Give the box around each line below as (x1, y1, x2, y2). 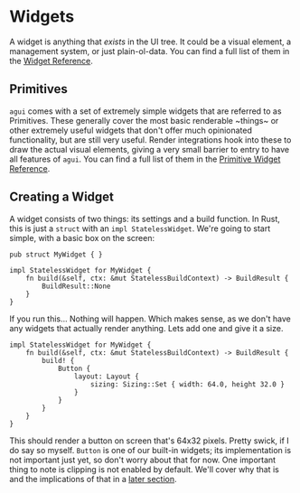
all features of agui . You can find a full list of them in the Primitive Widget (9, 153, 281, 164)
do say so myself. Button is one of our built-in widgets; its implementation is (9, 444, 292, 455)
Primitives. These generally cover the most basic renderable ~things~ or (9, 115, 279, 126)
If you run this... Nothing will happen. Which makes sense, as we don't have (9, 313, 291, 324)
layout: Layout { (73, 372, 140, 381)
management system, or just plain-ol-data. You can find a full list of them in (9, 45, 290, 56)
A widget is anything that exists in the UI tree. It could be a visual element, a (9, 36, 292, 47)
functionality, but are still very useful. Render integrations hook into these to (9, 134, 292, 145)
